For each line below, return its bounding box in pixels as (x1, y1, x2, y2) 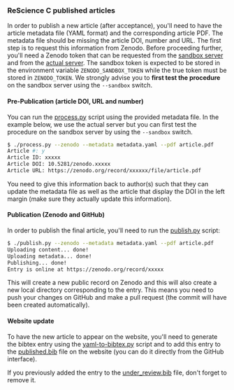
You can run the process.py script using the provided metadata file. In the (7, 113, 219, 121)
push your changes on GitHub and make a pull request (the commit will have (7, 293, 227, 302)
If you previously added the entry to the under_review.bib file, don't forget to (7, 368, 227, 377)
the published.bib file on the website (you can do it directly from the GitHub (7, 347, 224, 356)
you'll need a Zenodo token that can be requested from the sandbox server (7, 51, 224, 60)
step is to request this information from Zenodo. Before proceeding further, (7, 44, 224, 53)
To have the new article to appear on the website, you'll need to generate (7, 332, 218, 341)
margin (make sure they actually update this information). (7, 195, 173, 203)
